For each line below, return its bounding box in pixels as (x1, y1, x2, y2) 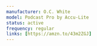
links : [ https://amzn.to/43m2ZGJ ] (6, 31, 92, 37)
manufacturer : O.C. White (6, 8, 70, 15)
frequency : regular (6, 25, 55, 32)
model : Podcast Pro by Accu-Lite (6, 14, 89, 20)
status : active (6, 20, 44, 26)
